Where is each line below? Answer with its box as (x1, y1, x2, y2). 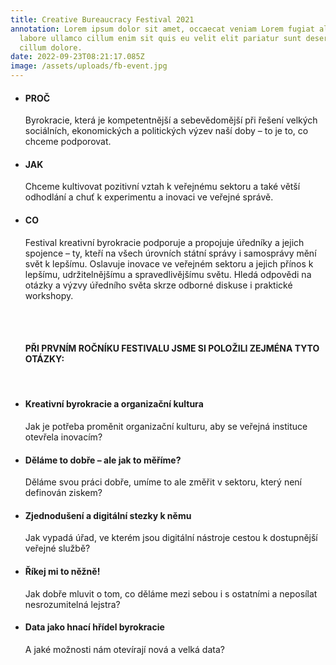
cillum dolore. (19, 42, 83, 53)
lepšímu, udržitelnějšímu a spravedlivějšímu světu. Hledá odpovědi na (24, 268, 312, 280)
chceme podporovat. (24, 136, 112, 148)
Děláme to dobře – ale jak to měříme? (24, 454, 182, 466)
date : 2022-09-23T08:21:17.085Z (10, 52, 145, 62)
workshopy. (24, 289, 74, 301)
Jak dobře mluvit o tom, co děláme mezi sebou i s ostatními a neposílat (24, 587, 318, 600)
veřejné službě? (24, 542, 91, 555)
